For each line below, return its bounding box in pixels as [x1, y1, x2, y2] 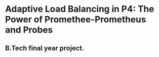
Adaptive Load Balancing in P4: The [5, 3, 155, 15]
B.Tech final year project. [5, 44, 84, 52]
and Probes [5, 25, 53, 35]
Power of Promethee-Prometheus [5, 14, 147, 25]
